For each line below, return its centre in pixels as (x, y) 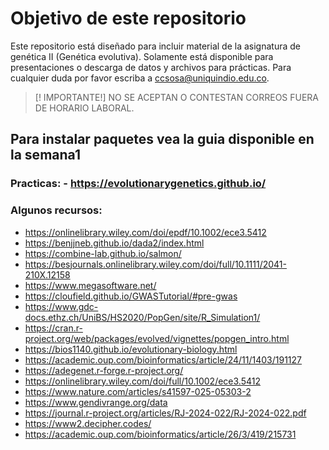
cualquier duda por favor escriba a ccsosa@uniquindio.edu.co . (140, 78)
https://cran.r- (53, 328)
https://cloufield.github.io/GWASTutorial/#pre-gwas (131, 296)
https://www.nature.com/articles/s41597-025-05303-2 (138, 391)
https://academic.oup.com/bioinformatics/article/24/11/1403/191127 (163, 359)
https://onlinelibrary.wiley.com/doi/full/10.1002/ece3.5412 (142, 381)
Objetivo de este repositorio (128, 18)
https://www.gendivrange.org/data (96, 402)
